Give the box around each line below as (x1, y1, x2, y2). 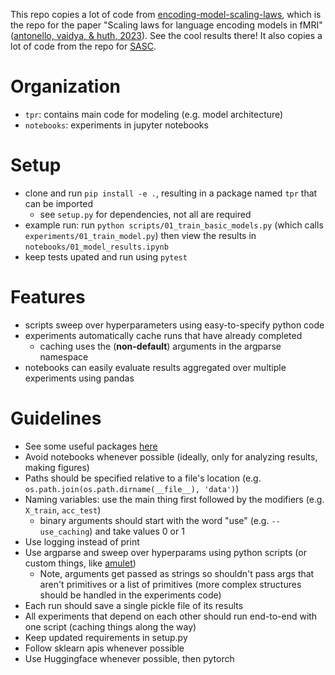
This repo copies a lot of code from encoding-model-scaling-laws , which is (10, 9, 322, 20)
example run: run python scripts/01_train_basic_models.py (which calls (24, 219, 324, 231)
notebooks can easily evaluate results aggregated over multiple (24, 361, 287, 373)
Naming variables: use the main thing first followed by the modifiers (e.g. (24, 493, 325, 505)
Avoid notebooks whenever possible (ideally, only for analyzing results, (24, 450, 318, 463)
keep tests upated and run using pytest (24, 250, 188, 263)
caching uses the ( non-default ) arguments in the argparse (39, 340, 282, 352)
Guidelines (10, 407, 102, 429)
